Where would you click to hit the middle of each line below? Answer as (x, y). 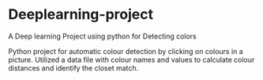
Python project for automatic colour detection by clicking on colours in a (126, 51)
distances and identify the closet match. (73, 67)
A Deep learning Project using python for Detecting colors (103, 36)
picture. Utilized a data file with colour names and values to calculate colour (131, 60)
